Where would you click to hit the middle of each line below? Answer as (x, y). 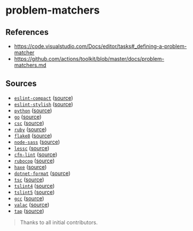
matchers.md (30, 65)
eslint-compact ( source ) (44, 97)
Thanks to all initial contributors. (59, 222)
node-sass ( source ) (37, 142)
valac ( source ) (31, 204)
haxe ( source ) (30, 167)
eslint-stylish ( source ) (44, 104)
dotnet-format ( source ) (42, 173)
